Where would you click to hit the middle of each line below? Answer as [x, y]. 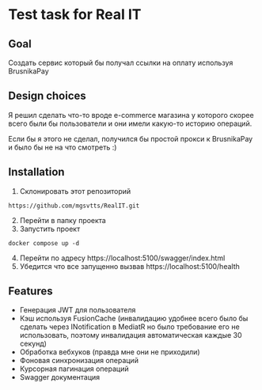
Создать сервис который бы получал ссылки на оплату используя [121, 62]
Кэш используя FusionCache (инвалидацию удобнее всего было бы [134, 319]
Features [30, 292]
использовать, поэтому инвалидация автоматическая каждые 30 [131, 335]
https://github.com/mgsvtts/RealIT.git [74, 206]
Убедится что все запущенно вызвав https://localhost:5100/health [129, 266]
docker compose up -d [44, 243]
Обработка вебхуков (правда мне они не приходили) [110, 352]
